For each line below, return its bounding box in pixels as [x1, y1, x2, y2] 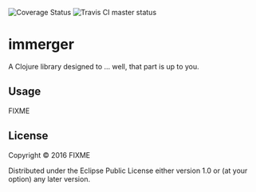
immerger [8, 36, 74, 53]
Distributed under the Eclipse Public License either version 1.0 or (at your [8, 166, 248, 175]
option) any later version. [8, 174, 90, 183]
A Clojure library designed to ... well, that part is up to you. [8, 61, 199, 71]
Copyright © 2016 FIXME [8, 150, 91, 159]
